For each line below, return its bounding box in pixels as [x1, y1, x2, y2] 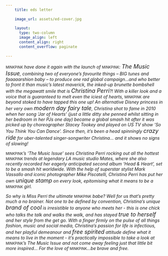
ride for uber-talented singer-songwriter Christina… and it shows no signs [5, 134, 160, 141]
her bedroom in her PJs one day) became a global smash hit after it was [5, 116, 155, 122]
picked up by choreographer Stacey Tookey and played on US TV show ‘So [5, 121, 162, 127]
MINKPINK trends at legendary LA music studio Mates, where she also [5, 155, 147, 162]
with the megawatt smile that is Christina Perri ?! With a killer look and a [5, 86, 162, 94]
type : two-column [18, 30, 55, 35]
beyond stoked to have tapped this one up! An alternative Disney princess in [5, 99, 163, 105]
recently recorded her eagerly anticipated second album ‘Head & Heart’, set [5, 161, 163, 167]
